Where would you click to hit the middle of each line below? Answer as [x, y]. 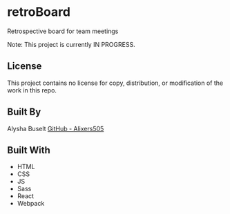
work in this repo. [32, 90]
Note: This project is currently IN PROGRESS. [71, 44]
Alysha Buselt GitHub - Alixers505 [56, 128]
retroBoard [39, 12]
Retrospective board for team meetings [63, 31]
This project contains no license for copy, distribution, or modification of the [115, 83]
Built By [24, 112]
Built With [29, 150]
